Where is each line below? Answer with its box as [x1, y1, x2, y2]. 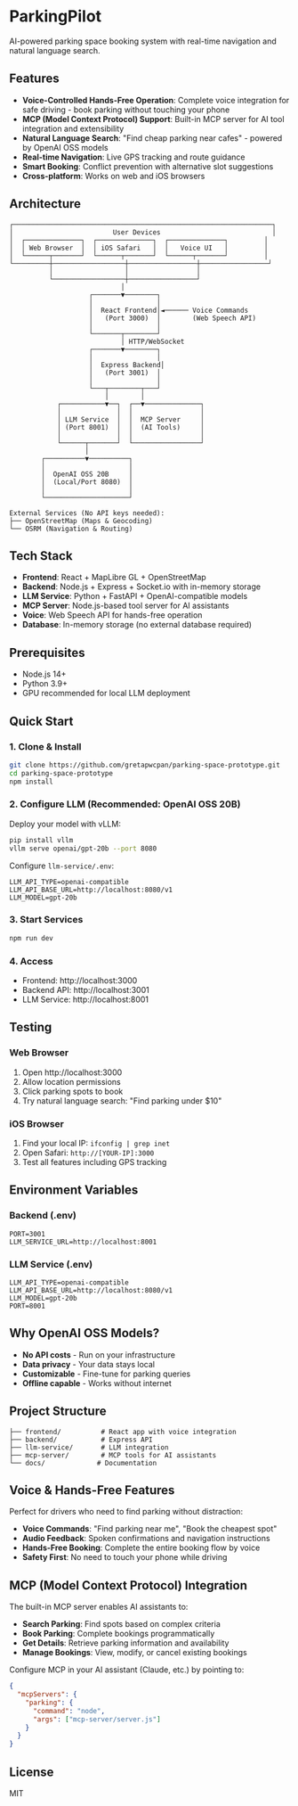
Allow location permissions [21, 1076, 122, 1087]
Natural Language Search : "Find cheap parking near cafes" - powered [21, 132, 283, 144]
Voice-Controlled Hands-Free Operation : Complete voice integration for [21, 94, 290, 105]
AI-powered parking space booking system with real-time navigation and [9, 36, 278, 46]
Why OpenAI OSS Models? [9, 1326, 160, 1341]
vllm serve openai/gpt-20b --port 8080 [9, 844, 157, 853]
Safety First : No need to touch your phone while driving [21, 1552, 228, 1563]
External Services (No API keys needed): [9, 508, 165, 518]
